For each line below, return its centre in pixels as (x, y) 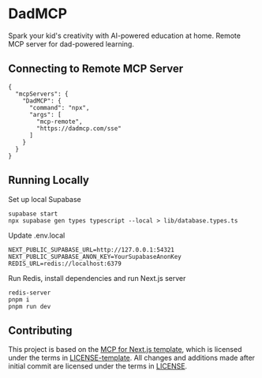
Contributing (40, 330)
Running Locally (49, 180)
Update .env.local (37, 235)
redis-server (30, 293)
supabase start (33, 214)
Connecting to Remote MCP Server (96, 69)
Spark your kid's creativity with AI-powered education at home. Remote (124, 36)
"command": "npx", (59, 107)
